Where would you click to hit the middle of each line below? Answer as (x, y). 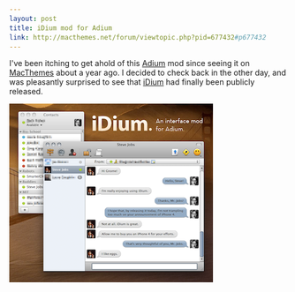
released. (26, 92)
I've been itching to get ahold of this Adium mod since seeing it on (129, 64)
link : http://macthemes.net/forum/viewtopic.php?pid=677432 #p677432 (138, 37)
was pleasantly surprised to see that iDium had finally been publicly (132, 82)
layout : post (33, 19)
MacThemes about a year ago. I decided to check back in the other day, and (148, 73)
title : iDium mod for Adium (61, 28)
